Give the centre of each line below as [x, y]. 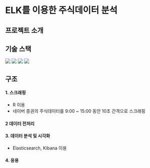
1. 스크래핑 [16, 93]
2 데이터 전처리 [20, 123]
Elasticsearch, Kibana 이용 [40, 148]
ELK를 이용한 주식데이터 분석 [61, 10]
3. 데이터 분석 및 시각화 [28, 136]
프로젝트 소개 [24, 30]
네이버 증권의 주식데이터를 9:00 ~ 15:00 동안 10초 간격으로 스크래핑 [79, 111]
